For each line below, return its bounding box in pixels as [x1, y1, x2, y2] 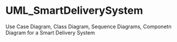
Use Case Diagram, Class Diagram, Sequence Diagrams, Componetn [5, 23, 172, 30]
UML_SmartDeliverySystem [5, 4, 143, 17]
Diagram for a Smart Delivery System [5, 29, 95, 36]
